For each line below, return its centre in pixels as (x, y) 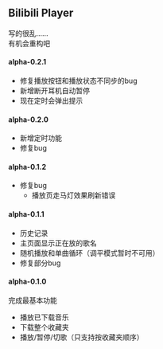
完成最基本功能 (33, 300)
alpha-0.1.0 (27, 281)
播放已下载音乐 (44, 317)
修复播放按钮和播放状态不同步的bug (78, 81)
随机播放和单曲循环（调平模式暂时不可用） (89, 253)
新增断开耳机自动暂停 (54, 91)
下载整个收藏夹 (44, 327)
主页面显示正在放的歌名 (58, 243)
